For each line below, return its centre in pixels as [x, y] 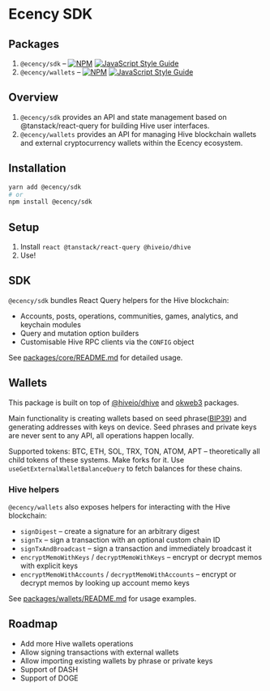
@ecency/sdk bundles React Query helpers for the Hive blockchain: [119, 300]
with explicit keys [49, 565]
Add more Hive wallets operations [77, 643]
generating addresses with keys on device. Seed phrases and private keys [133, 427]
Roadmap [33, 624]
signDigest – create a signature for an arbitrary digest [110, 531]
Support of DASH [49, 669]
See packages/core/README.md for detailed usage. [96, 357]
